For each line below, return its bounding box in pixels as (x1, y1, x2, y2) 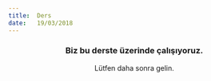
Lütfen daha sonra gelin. (94, 63, 174, 72)
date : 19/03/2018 (8, 19, 74, 27)
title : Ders (8, 11, 52, 20)
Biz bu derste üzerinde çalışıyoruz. (65, 45, 204, 56)
